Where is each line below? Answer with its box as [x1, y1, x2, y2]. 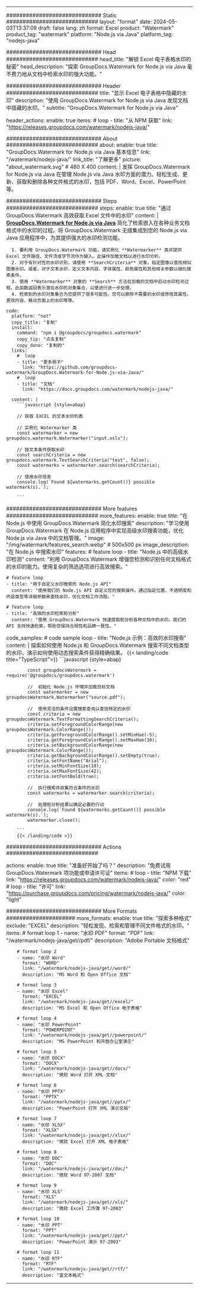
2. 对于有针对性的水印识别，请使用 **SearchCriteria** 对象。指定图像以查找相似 [11, 260, 192, 265]
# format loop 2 [17, 948, 57, 954]
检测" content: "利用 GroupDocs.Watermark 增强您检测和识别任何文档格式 [11, 556, 191, 562]
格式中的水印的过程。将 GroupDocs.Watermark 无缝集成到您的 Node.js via [6, 227, 188, 233]
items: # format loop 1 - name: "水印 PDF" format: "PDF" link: [6, 929, 155, 936]
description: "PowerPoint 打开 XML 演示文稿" [21, 1105, 131, 1111]
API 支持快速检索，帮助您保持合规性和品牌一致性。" [6, 623, 117, 629]
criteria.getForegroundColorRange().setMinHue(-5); [27, 732, 158, 738]
